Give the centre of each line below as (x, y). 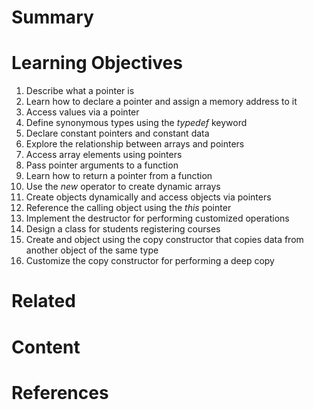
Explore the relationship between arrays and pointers (135, 144)
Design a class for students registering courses (123, 229)
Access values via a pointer (82, 112)
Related (43, 301)
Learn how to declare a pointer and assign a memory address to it (161, 102)
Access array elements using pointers (104, 155)
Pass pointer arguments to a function (102, 165)
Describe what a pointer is (80, 91)
